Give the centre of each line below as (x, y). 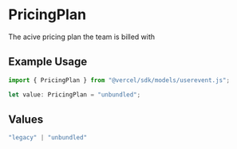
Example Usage (48, 62)
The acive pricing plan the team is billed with (82, 37)
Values (26, 119)
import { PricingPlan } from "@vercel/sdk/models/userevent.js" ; (119, 80)
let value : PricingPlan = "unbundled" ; (75, 94)
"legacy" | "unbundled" (48, 138)
